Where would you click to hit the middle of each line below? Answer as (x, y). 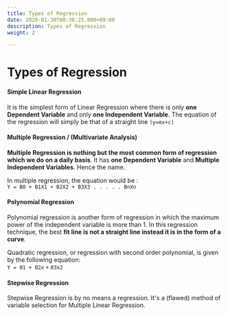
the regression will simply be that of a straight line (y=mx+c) (91, 121)
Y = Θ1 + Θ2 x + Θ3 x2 (35, 268)
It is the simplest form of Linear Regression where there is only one (102, 107)
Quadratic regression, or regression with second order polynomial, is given (113, 253)
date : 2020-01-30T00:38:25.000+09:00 (61, 20)
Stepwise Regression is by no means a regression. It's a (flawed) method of (114, 298)
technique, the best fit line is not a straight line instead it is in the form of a (114, 232)
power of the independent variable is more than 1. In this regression (102, 225)
